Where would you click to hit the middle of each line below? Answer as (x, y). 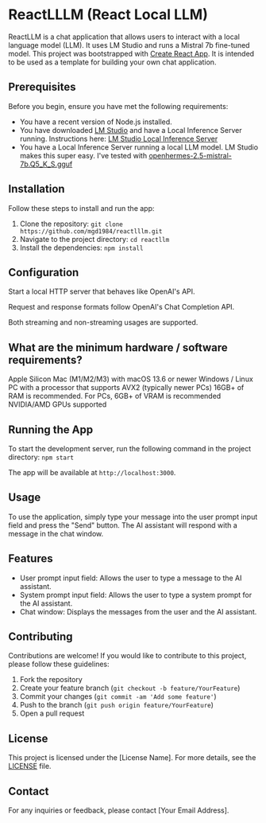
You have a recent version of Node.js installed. (96, 122)
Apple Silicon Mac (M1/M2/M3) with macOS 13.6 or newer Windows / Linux (131, 379)
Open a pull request (52, 713)
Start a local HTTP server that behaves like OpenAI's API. (102, 291)
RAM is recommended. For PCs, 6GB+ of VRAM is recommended (115, 396)
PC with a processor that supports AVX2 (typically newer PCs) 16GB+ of (126, 388)
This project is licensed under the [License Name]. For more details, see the (132, 758)
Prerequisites (42, 87)
